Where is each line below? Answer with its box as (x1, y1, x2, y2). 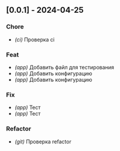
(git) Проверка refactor (14, 138, 71, 145)
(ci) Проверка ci (14, 36, 54, 43)
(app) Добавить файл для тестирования (14, 64, 114, 71)
